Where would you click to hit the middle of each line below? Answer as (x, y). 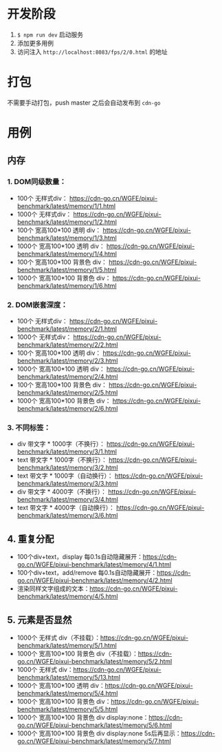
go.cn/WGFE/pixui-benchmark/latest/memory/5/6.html (95, 725)
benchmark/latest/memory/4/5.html (67, 596)
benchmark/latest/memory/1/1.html (66, 206)
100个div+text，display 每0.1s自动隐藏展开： (80, 557)
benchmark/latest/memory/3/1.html (67, 451)
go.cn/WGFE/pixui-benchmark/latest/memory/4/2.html (95, 580)
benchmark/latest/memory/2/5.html (67, 393)
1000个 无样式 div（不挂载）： (59, 638)
